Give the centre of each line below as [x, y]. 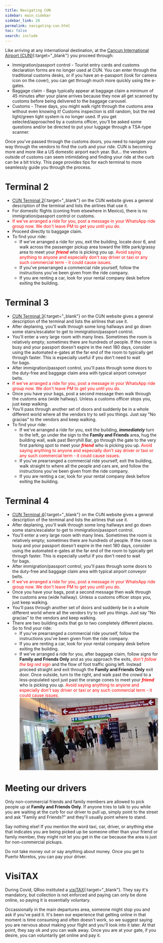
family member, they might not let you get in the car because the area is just [81, 837]
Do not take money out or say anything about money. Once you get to [74, 851]
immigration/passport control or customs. [54, 216]
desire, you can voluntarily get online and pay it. [53, 935]
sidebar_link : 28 [23, 20]
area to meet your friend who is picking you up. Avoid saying [80, 252]
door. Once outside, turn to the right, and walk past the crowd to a [85, 674]
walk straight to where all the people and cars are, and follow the [84, 466]
